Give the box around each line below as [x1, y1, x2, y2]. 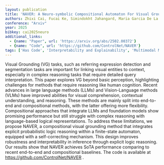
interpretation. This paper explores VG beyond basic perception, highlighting [5, 76, 159, 83]
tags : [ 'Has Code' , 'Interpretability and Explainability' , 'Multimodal [5, 48, 156, 53]
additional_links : [5, 35, 42, 39]
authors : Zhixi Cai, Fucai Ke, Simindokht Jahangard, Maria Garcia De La [5, 16, 159, 21]
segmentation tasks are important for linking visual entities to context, [5, 66, 145, 72]
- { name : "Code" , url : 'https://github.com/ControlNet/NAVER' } [9, 43, 141, 48]
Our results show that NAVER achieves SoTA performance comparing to [5, 144, 150, 150]
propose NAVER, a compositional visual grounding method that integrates [5, 123, 153, 129]
